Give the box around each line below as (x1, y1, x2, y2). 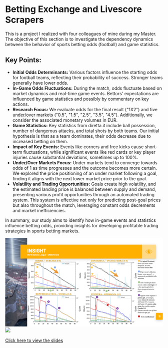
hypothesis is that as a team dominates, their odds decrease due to (12, 133, 151, 139)
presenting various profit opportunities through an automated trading (12, 191, 155, 197)
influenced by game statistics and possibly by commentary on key (12, 96, 149, 102)
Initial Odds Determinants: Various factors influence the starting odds (12, 69, 157, 75)
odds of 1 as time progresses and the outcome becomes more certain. (12, 165, 157, 171)
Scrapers (5, 14, 44, 26)
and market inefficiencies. (12, 207, 66, 213)
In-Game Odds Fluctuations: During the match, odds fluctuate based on (12, 85, 162, 91)
